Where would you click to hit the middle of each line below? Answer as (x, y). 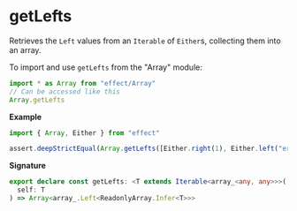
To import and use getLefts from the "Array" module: (106, 67)
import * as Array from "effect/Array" (83, 83)
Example (26, 117)
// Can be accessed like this (65, 91)
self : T (31, 190)
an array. (25, 49)
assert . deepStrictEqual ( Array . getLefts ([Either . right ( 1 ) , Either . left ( (144, 149)
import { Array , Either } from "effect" (85, 133)
